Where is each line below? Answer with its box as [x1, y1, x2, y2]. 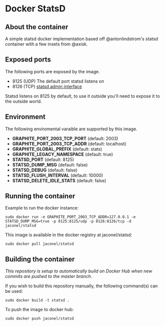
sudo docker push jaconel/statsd [5, 316, 74, 321]
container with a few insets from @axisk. [5, 41, 88, 47]
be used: [5, 288, 23, 294]
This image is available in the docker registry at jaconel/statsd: [5, 232, 132, 238]
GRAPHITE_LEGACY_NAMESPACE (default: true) [12, 151, 114, 157]
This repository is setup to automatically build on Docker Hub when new [5, 268, 152, 274]
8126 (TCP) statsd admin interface [12, 83, 82, 89]
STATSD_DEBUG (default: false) [12, 167, 78, 173]
